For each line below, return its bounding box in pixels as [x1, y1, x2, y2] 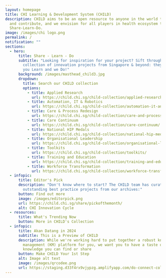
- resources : [9, 210, 37, 215]
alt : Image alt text [18, 256, 61, 261]
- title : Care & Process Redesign [27, 109, 98, 114]
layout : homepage [5, 7, 41, 12]
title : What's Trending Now [18, 215, 77, 220]
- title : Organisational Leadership [27, 136, 103, 141]
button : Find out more [18, 191, 65, 196]
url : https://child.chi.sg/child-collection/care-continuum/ [31, 122, 161, 127]
